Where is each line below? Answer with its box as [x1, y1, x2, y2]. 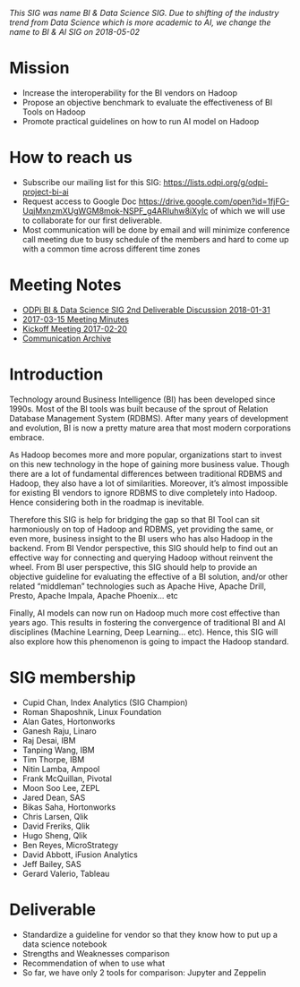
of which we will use [210, 205, 286, 216]
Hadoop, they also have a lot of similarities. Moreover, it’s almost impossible [9, 478, 289, 489]
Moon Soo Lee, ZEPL [21, 782, 100, 793]
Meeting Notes [9, 275, 122, 295]
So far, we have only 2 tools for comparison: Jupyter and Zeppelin [21, 966, 267, 978]
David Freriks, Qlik [21, 821, 90, 831]
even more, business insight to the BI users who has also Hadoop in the [9, 532, 273, 544]
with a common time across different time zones [21, 243, 201, 254]
